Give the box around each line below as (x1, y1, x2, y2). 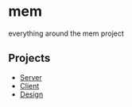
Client (19, 81, 40, 90)
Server (19, 72, 42, 82)
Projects (8, 52, 51, 65)
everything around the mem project (8, 29, 125, 38)
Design (19, 90, 44, 99)
